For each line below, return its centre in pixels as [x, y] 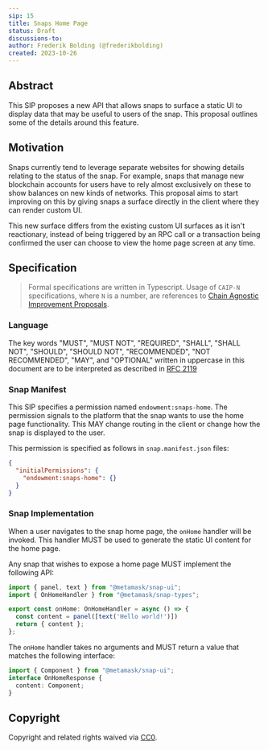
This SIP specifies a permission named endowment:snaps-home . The [118, 407]
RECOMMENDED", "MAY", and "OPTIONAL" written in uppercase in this [127, 360]
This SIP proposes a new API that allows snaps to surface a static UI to [126, 105]
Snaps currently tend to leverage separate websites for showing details [126, 167]
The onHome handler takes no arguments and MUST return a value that [124, 647]
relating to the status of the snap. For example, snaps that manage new [126, 176]
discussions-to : [35, 38]
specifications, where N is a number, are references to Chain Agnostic [143, 296]
